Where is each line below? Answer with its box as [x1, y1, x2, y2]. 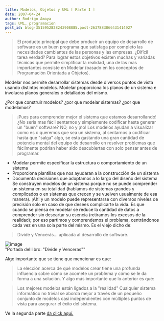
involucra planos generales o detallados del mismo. [5, 90, 109, 96]
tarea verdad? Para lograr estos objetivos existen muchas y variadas [17, 54, 155, 60]
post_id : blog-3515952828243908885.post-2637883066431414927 [5, 25, 133, 30]
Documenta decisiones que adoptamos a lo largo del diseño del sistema [12, 176, 158, 182]
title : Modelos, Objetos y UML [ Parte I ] [5, 7, 95, 12]
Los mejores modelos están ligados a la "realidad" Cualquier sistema [17, 285, 156, 291]
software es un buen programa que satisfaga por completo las [17, 44, 143, 50]
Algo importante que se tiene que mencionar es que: [5, 256, 111, 262]
